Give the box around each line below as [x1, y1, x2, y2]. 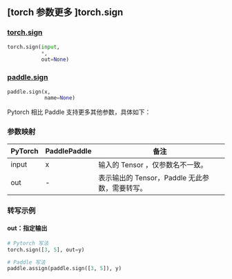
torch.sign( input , [7, 44, 60, 50]
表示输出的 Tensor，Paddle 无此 [98, 173, 202, 182]
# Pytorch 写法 [7, 240, 49, 247]
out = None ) [41, 56, 70, 64]
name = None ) [43, 95, 76, 102]
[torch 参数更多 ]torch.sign [7, 6, 124, 19]
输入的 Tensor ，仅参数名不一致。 [98, 160, 208, 169]
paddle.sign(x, [7, 88, 51, 95]
